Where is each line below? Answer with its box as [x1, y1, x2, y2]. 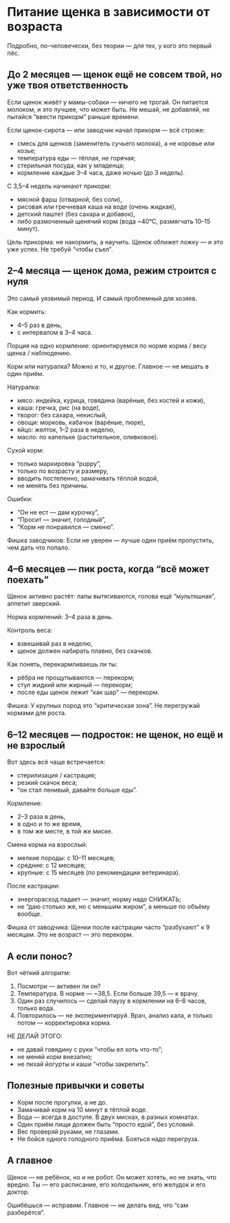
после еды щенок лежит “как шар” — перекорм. [16, 688, 160, 696]
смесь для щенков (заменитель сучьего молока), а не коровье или [16, 139, 215, 147]
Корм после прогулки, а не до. [16, 1098, 108, 1106]
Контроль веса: [7, 626, 53, 634]
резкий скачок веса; [16, 779, 78, 787]
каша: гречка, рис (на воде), [16, 404, 101, 412]
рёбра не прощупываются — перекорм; [16, 673, 135, 682]
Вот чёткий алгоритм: [7, 969, 71, 976]
